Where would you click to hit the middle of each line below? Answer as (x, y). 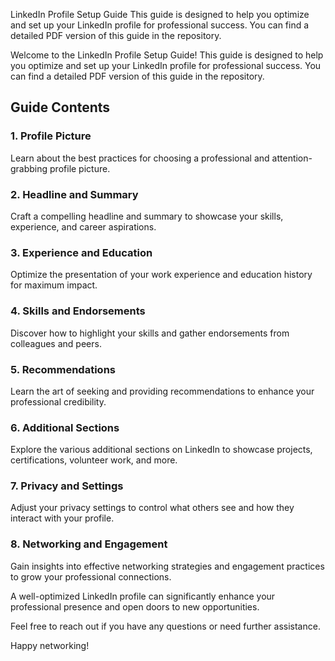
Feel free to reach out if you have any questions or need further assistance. (165, 626)
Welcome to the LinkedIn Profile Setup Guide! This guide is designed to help (167, 55)
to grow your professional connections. (91, 576)
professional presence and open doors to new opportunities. (135, 606)
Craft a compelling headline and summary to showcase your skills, (147, 216)
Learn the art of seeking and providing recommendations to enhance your (162, 391)
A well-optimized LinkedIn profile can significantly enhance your (143, 596)
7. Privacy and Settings (67, 486)
